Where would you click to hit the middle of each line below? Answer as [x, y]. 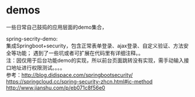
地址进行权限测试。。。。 [38, 67]
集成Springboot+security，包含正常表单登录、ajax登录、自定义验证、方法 [95, 46]
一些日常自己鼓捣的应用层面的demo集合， [57, 27]
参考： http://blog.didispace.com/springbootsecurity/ [69, 75]
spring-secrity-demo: [32, 39]
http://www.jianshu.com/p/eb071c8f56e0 [56, 88]
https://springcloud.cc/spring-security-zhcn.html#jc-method [79, 81]
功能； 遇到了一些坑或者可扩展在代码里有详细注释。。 [80, 53]
